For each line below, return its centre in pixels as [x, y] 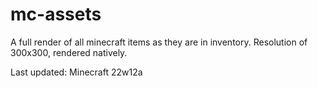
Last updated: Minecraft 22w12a [76, 72]
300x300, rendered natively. [69, 52]
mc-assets [56, 14]
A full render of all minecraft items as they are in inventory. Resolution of [159, 42]
